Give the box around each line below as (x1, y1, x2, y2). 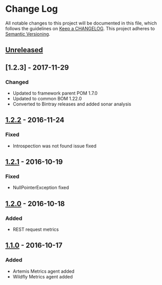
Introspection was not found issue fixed (12, 143, 96, 149)
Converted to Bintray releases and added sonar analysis (12, 101, 132, 107)
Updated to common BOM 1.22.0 (12, 96, 82, 102)
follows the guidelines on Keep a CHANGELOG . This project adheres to (5, 25, 155, 31)
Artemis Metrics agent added (12, 268, 75, 274)
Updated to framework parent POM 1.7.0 (12, 90, 98, 96)
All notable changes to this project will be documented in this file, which (5, 20, 157, 26)
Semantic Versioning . (5, 31, 50, 37)
